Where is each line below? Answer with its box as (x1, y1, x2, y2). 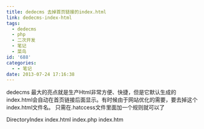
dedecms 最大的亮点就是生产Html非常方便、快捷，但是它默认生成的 (6, 89, 177, 96)
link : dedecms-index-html (6, 15, 72, 21)
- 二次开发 (12, 37, 36, 43)
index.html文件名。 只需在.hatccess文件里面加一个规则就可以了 (6, 104, 165, 111)
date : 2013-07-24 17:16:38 (6, 71, 75, 77)
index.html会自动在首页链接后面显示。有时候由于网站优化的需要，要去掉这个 (6, 96, 198, 103)
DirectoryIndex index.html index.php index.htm (6, 116, 124, 124)
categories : (6, 60, 37, 66)
